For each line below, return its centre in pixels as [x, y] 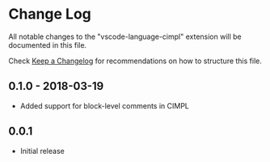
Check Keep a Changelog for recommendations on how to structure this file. [135, 61]
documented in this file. [48, 45]
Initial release [42, 151]
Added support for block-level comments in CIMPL [105, 105]
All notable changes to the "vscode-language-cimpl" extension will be [125, 36]
